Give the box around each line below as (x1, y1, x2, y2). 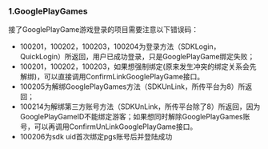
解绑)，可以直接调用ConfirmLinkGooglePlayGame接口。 (19, 72, 205, 82)
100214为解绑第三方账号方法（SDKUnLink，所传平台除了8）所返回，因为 (19, 102, 261, 111)
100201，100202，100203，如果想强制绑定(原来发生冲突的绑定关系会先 (19, 62, 257, 71)
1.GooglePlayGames (8, 6, 88, 17)
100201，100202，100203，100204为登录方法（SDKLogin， (19, 42, 221, 51)
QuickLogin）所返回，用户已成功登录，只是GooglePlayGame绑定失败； (19, 52, 255, 62)
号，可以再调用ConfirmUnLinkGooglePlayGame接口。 (19, 122, 198, 131)
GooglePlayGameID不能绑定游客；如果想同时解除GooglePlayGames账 (19, 112, 250, 122)
